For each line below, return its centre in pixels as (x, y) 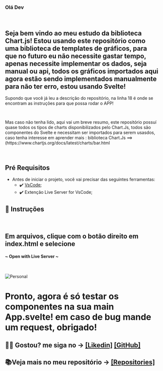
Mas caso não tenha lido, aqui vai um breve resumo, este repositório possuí (81, 122)
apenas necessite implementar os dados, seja (76, 64)
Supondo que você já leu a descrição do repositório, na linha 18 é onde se (79, 98)
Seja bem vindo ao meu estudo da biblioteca (73, 33)
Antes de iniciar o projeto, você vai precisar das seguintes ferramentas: (84, 179)
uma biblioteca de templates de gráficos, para (76, 48)
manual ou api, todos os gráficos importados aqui (82, 71)
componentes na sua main (60, 306)
